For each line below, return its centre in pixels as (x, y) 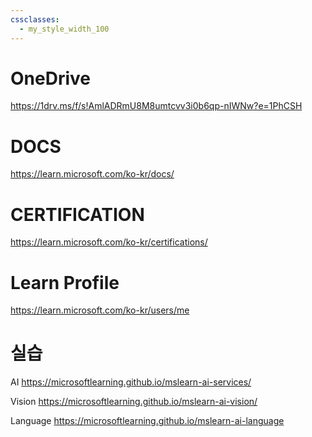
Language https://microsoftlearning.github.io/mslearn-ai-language (147, 421)
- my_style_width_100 (64, 29)
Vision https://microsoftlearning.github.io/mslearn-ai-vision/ (134, 402)
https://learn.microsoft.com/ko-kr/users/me (100, 310)
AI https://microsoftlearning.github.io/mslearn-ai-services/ (131, 382)
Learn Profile (65, 282)
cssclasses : (35, 19)
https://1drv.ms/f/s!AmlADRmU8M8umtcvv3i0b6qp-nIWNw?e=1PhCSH (156, 106)
